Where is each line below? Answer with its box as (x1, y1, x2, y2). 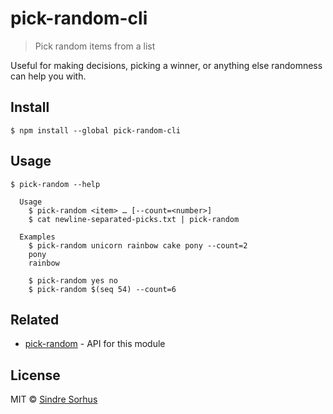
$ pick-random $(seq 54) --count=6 (28, 284, 177, 294)
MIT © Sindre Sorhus (10, 393, 98, 406)
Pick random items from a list (34, 40, 156, 52)
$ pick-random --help (10, 179, 101, 189)
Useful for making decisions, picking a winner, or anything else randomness (10, 59, 323, 71)
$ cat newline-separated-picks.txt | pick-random (28, 214, 240, 224)
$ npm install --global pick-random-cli (10, 125, 182, 136)
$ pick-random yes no (28, 275, 118, 286)
